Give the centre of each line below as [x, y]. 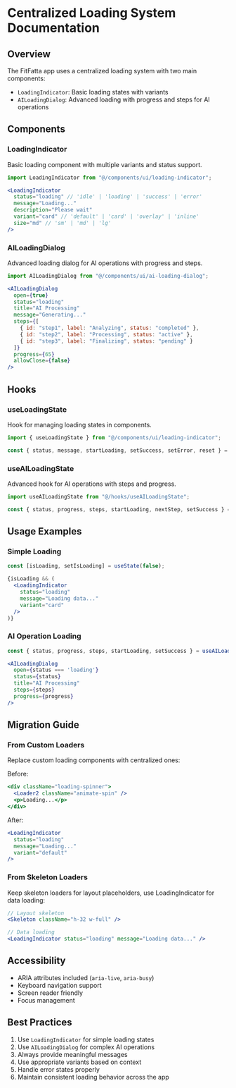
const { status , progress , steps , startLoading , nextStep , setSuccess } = [119, 509]
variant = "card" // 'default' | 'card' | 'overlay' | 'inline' [106, 216]
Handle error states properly [59, 1069]
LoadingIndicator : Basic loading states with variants [93, 92]
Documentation [54, 28]
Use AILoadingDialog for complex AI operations [86, 1047]
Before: [18, 774]
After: [15, 820]
